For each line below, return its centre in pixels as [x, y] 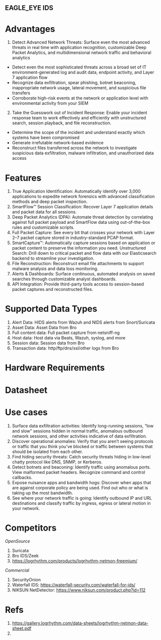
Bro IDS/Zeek [25, 556]
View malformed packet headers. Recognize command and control [79, 472]
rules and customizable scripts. [43, 227]
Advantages [30, 29]
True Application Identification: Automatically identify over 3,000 [76, 191]
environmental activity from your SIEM [50, 103]
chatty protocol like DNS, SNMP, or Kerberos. [57, 462]
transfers [21, 93]
